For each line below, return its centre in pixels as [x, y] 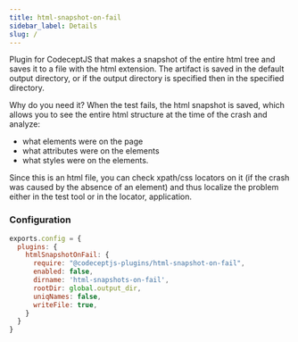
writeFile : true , [65, 304]
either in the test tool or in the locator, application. [101, 196]
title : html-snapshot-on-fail [66, 17]
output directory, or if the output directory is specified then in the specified [147, 79]
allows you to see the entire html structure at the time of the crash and [138, 115]
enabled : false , [63, 272]
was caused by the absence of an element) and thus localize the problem [144, 188]
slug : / [24, 34]
